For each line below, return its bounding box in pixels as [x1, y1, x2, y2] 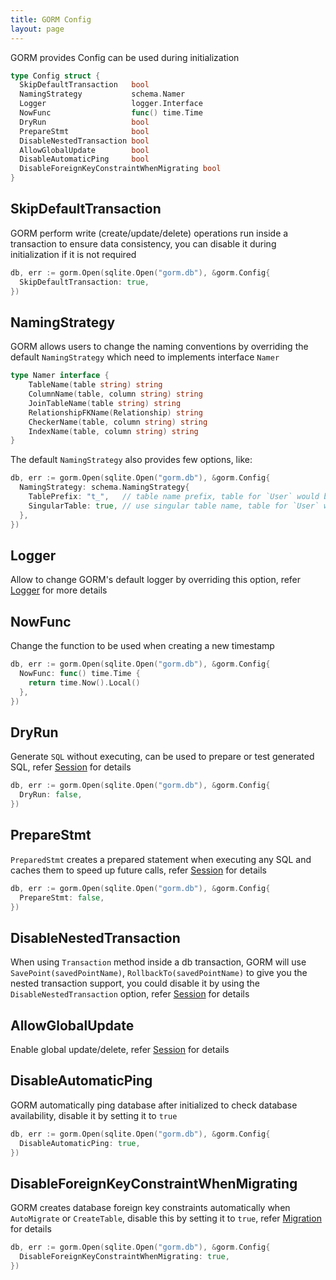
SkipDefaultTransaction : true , [19, 277, 150, 287]
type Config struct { [10, 71, 101, 81]
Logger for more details [10, 584, 108, 596]
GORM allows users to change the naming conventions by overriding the [10, 341, 309, 353]
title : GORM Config [10, 14, 92, 25]
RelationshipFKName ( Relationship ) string [28, 407, 203, 418]
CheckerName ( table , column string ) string [28, 417, 208, 427]
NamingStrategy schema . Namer [19, 89, 186, 100]
